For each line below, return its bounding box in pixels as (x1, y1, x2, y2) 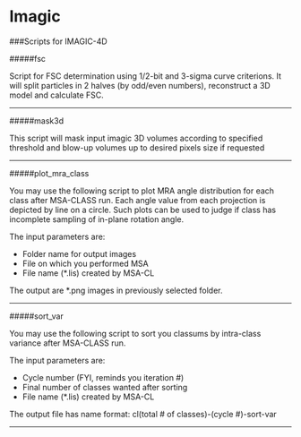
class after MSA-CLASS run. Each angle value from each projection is (9, 194, 266, 205)
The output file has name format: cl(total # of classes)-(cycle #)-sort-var (9, 408, 278, 419)
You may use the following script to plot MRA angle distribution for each (9, 185, 275, 196)
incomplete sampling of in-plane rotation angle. (9, 213, 185, 225)
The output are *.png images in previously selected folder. (9, 285, 223, 296)
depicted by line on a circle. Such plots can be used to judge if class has (9, 204, 276, 215)
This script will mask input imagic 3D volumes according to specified (9, 133, 263, 143)
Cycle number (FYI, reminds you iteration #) (21, 372, 185, 382)
